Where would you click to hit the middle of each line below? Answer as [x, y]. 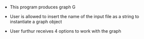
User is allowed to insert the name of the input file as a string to [74, 16]
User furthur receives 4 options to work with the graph [65, 31]
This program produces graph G [43, 7]
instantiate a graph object [36, 22]
